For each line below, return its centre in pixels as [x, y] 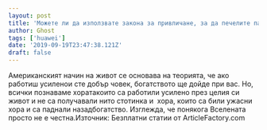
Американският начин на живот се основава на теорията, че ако [119, 75]
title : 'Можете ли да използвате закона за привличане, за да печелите [129, 23]
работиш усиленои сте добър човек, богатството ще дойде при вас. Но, [131, 84]
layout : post [30, 16]
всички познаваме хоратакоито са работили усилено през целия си [124, 92]
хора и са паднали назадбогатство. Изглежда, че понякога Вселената [127, 109]
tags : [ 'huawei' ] [37, 38]
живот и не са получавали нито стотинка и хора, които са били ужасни [130, 101]
